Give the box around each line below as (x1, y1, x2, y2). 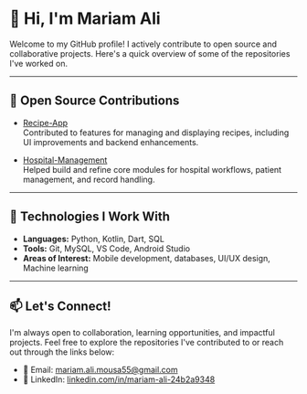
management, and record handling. (22, 174, 155, 185)
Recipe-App (22, 117, 69, 128)
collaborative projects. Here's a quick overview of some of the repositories (9, 48, 291, 59)
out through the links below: (9, 346, 115, 357)
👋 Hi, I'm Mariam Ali (9, 8, 162, 29)
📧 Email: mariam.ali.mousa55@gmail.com (22, 365, 178, 376)
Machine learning (22, 262, 89, 273)
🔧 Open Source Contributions (9, 93, 180, 109)
